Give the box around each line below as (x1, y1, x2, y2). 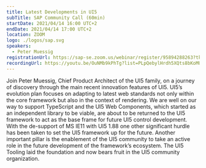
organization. (6, 155, 40, 162)
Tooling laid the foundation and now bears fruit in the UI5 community (6, 148, 180, 156)
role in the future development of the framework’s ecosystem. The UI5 (6, 142, 184, 149)
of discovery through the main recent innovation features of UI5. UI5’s (6, 83, 183, 90)
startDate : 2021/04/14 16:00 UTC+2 (6, 20, 97, 26)
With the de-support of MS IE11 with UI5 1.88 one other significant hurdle (6, 122, 190, 130)
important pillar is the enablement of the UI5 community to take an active (6, 135, 191, 142)
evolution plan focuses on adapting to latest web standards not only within (6, 90, 194, 97)
